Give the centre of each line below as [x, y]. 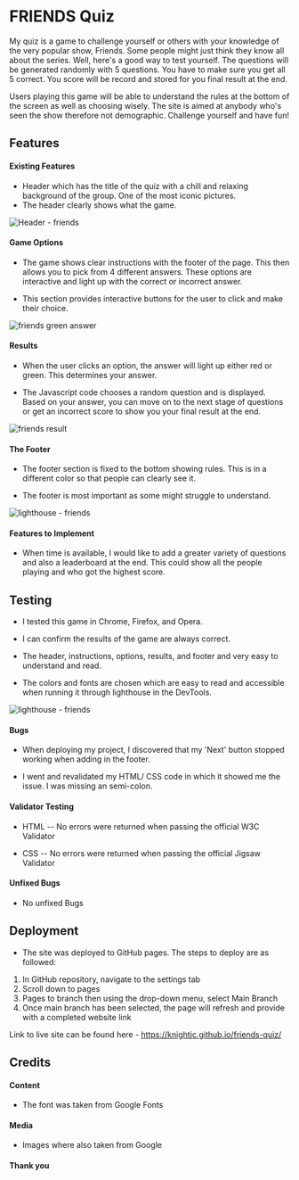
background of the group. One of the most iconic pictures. [129, 195]
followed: [39, 961]
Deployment [44, 931]
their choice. [45, 308]
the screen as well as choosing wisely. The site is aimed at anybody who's [145, 105]
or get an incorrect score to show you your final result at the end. [141, 411]
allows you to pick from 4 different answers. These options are [137, 272]
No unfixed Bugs [53, 903]
